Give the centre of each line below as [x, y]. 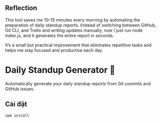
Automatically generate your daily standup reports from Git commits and [78, 83]
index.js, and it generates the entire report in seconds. [59, 35]
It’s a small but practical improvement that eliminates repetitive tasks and [78, 45]
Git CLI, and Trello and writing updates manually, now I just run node [74, 30]
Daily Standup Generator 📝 [60, 70]
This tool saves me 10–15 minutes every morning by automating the [73, 20]
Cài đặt [16, 104]
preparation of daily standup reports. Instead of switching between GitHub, [81, 25]
